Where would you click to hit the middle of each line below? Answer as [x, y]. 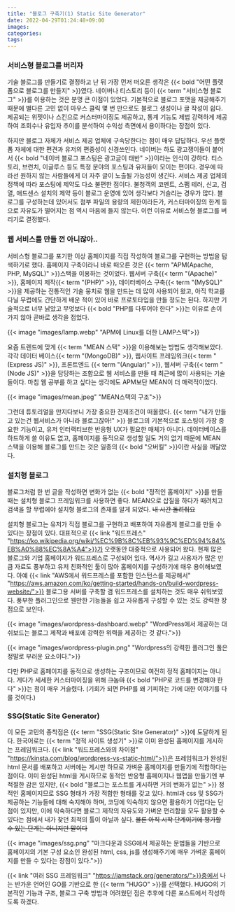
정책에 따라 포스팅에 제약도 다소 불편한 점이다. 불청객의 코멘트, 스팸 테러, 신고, [113, 184]
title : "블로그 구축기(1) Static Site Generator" [77, 14]
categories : [24, 33]
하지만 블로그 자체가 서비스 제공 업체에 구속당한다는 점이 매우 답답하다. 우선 [110, 141]
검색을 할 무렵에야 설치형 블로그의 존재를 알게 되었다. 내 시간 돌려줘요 [101, 510]
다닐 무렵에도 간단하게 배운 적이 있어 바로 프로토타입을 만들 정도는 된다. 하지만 [114, 300]
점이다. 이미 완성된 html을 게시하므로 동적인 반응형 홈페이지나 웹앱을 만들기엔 [113, 776]
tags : [15, 40]
